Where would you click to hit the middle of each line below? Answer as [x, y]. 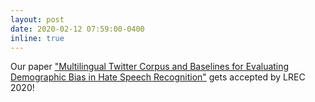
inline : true [37, 38]
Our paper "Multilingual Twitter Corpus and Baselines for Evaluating [150, 67]
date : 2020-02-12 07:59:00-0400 [77, 29]
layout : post [37, 19]
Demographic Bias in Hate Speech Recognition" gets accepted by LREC [158, 77]
